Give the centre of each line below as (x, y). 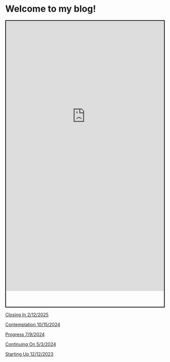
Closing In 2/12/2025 (27, 314)
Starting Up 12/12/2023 (29, 354)
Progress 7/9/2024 (25, 334)
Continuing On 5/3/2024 (31, 344)
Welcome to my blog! (51, 9)
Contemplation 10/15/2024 (33, 324)
